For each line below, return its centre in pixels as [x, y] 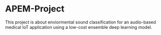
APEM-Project [35, 9]
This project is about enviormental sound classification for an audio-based [80, 22]
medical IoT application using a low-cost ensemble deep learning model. [79, 27]
